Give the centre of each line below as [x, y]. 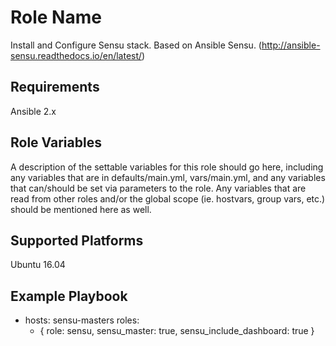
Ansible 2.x [33, 111]
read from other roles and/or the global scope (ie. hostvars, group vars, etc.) [168, 198]
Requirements [55, 87]
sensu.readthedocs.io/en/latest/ [76, 55]
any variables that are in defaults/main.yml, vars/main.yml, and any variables [168, 177]
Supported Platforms [77, 240]
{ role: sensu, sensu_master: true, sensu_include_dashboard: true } [177, 331]
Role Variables [56, 142]
